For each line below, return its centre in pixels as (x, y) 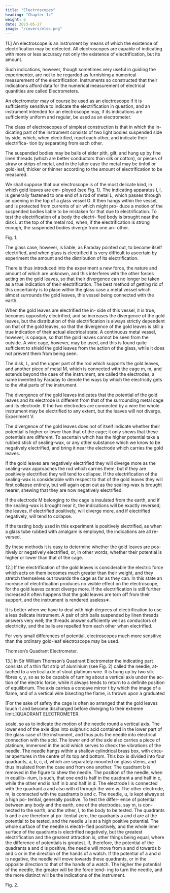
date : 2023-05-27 (24, 24)
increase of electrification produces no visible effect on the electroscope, (82, 584)
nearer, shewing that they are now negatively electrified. (64, 490)
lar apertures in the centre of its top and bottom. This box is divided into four (85, 756)
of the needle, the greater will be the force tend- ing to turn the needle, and (84, 870)
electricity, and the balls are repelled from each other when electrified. (79, 626)
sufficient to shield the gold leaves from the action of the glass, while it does (85, 348)
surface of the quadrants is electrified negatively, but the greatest (74, 832)
